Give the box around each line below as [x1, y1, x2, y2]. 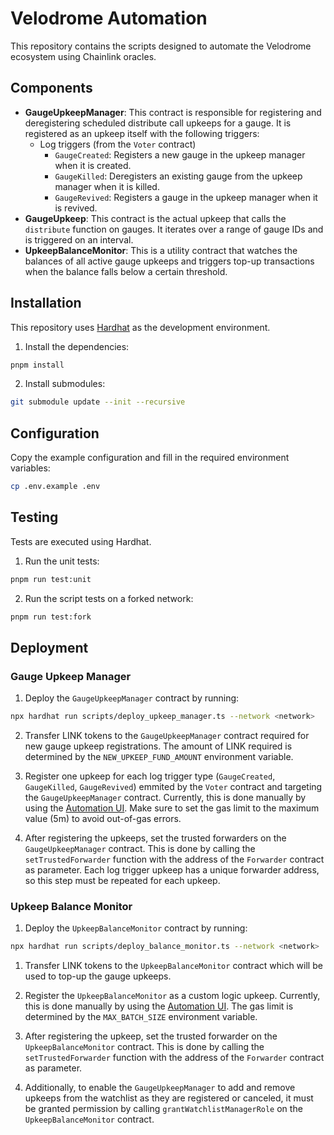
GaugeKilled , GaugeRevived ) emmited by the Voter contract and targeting [24, 781, 323, 793]
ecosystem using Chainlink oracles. [10, 50, 157, 62]
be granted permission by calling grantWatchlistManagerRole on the [24, 1103, 303, 1115]
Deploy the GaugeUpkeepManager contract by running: [24, 692, 240, 704]
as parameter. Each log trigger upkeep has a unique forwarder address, [24, 864, 320, 876]
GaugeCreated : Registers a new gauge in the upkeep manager [54, 148, 306, 161]
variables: [10, 462, 51, 474]
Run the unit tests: [24, 555, 100, 567]
